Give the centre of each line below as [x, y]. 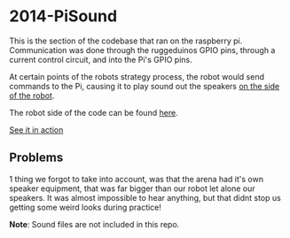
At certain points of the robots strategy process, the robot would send [137, 76]
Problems [36, 158]
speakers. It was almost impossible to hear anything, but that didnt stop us [145, 197]
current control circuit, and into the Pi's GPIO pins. [101, 59]
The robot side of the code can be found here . [94, 112]
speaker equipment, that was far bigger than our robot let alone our [132, 188]
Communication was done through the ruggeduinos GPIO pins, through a [142, 50]
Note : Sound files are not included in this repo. [94, 224]
